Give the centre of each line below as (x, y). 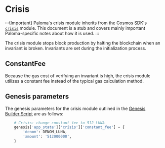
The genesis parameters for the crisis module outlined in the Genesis (75, 108)
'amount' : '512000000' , (47, 137)
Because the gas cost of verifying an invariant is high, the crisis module (78, 76)
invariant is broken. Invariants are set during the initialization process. (76, 48)
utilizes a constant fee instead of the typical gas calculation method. (75, 81)
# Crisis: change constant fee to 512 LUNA (60, 123)
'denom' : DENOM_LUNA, (45, 132)
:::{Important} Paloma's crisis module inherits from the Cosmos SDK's (76, 23)
